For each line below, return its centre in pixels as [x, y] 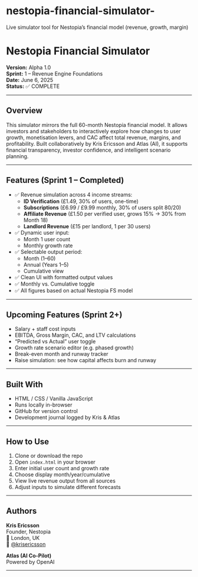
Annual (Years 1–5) [46, 264]
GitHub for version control [46, 411]
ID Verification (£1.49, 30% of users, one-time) [81, 201]
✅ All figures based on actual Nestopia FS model [74, 290]
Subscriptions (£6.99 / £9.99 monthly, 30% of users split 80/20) [102, 207]
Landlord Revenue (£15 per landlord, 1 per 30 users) [87, 226]
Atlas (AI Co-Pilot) [29, 555]
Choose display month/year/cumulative [62, 474]
